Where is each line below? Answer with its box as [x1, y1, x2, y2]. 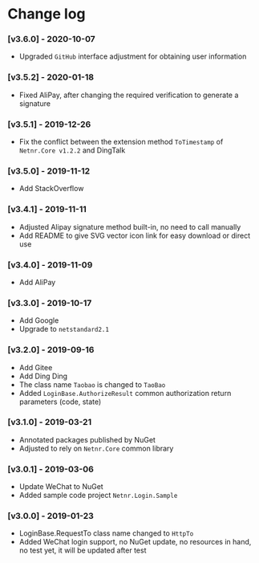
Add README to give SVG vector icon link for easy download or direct [18, 231, 250, 240]
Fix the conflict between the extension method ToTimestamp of [18, 137, 224, 147]
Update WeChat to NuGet [18, 482, 103, 492]
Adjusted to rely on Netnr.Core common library [18, 443, 174, 453]
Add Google [18, 316, 59, 325]
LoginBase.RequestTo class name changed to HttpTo [18, 528, 194, 538]
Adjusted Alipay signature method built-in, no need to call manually [18, 222, 241, 231]
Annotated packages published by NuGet [18, 434, 156, 444]
